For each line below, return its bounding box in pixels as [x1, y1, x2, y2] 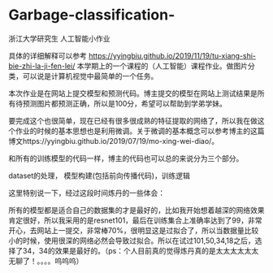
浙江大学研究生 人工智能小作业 [8, 33, 110, 43]
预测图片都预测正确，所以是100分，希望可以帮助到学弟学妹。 [22, 98, 227, 108]
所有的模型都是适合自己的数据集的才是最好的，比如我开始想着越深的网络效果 [8, 205, 265, 214]
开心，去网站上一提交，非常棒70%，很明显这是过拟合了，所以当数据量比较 [8, 225, 259, 235]
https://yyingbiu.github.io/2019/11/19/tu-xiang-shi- [88, 50, 257, 60]
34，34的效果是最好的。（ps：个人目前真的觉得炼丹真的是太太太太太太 [22, 245, 259, 255]
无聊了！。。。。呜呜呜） [8, 256, 84, 266]
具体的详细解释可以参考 [8, 50, 87, 60]
